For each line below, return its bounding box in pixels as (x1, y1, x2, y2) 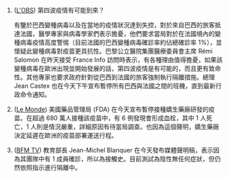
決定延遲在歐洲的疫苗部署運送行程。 (13, 131, 118, 139)
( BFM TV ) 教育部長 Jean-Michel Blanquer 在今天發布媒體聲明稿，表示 (13, 146, 214, 154)
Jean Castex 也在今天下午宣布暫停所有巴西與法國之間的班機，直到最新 (13, 82, 216, 90)
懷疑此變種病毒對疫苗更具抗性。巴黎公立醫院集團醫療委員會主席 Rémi (13, 47, 213, 55)
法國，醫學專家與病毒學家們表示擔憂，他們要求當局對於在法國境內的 (19, 30, 215, 38)
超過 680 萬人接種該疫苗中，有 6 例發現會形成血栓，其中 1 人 (32, 114, 206, 122)
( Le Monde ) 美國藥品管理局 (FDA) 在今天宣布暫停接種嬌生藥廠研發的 (13, 105, 209, 113)
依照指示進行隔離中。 (19, 163, 81, 172)
